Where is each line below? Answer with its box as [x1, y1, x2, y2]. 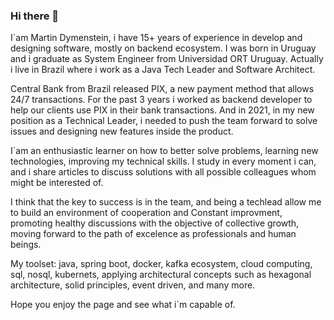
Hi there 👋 [10, 9, 60, 23]
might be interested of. [10, 177, 104, 189]
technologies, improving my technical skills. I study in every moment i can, [10, 155, 317, 168]
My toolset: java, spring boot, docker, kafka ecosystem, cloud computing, [10, 258, 313, 270]
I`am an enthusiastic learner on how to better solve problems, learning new [10, 145, 319, 157]
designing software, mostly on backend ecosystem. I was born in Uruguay [10, 42, 317, 54]
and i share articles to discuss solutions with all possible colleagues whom [10, 166, 317, 178]
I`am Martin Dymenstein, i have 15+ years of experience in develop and [10, 32, 303, 44]
